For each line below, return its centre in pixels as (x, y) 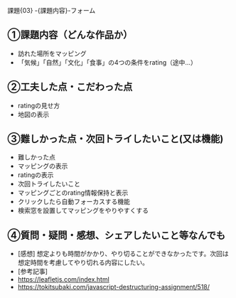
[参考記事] (33, 272)
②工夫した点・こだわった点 (70, 87)
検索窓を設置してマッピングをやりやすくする (83, 211)
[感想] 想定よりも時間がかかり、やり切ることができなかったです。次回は (123, 254)
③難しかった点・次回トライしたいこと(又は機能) (116, 139)
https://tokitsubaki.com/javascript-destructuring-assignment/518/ (114, 287)
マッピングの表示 (43, 166)
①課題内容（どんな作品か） (70, 35)
